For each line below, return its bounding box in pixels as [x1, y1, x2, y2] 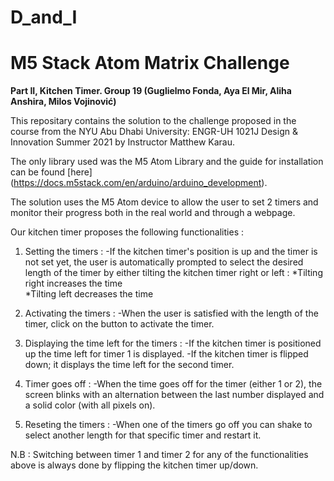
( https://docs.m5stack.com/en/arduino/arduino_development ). [10, 177, 268, 189]
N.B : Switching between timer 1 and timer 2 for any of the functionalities [10, 449, 309, 461]
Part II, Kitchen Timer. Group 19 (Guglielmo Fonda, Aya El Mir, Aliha [10, 85, 292, 97]
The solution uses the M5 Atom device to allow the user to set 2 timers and [10, 196, 319, 208]
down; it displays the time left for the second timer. [24, 359, 235, 371]
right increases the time [24, 277, 123, 290]
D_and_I [10, 6, 78, 29]
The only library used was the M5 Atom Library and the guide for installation [10, 156, 324, 168]
